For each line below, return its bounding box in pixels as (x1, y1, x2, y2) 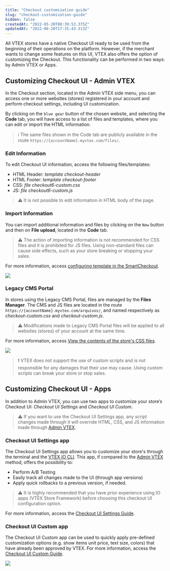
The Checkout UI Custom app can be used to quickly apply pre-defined (5, 534, 155, 541)
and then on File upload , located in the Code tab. (5, 227, 108, 233)
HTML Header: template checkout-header (12, 171, 101, 178)
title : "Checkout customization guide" (5, 7, 90, 13)
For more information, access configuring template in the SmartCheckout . (5, 262, 159, 269)
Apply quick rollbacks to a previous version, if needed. (12, 480, 127, 486)
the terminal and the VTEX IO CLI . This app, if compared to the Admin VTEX (5, 454, 163, 460)
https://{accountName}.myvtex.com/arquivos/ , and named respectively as (5, 307, 160, 313)
